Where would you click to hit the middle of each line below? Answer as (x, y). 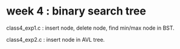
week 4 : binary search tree (76, 11)
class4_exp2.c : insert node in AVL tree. (56, 39)
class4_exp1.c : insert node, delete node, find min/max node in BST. (91, 28)
